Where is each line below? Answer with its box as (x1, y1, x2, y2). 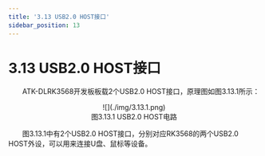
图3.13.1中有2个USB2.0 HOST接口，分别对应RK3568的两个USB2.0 (22, 129, 239, 138)
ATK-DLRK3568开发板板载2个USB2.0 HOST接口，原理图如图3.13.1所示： (22, 87, 260, 96)
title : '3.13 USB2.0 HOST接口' (8, 13, 110, 21)
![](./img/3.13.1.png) (102, 103, 166, 112)
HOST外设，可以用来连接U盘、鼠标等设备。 (8, 139, 152, 149)
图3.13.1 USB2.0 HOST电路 (90, 112, 178, 122)
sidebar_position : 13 (8, 21, 81, 29)
